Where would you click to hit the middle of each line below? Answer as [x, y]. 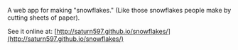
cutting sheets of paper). [44, 18]
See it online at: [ [32, 31]
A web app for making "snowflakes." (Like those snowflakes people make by [119, 10]
